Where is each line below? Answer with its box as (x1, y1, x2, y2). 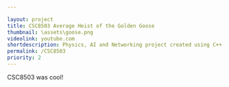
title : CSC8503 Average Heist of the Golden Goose (7, 22, 155, 29)
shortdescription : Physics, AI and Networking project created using (7, 42, 210, 49)
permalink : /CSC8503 (7, 48, 67, 55)
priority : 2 (7, 54, 41, 62)
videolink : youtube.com (7, 35, 75, 42)
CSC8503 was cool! (7, 73, 64, 81)
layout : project (7, 16, 53, 23)
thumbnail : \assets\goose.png (7, 29, 94, 36)
